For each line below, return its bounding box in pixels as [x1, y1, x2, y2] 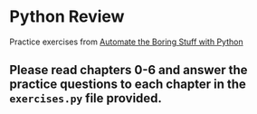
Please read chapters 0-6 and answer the [9, 62, 248, 78]
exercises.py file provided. [9, 90, 163, 106]
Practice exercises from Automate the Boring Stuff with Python [9, 36, 243, 47]
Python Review [9, 6, 125, 27]
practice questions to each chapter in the [9, 77, 247, 92]
